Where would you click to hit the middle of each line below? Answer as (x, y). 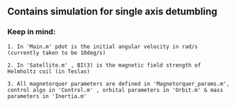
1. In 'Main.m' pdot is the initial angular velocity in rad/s (103, 46)
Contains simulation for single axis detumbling (112, 12)
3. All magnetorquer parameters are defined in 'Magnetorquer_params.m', (119, 84)
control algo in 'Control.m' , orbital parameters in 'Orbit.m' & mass (115, 90)
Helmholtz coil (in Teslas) (49, 71)
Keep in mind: (32, 32)
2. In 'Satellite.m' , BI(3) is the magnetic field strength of (104, 65)
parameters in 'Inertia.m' (47, 96)
